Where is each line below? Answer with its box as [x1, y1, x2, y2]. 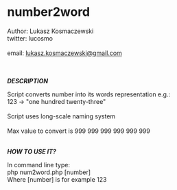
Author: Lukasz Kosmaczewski [7, 27, 94, 35]
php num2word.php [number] [7, 168, 91, 176]
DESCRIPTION [7, 76, 49, 85]
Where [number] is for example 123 [7, 175, 107, 183]
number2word [7, 4, 91, 20]
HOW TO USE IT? [7, 147, 57, 156]
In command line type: [7, 160, 71, 169]
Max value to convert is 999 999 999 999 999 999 [7, 127, 151, 135]
